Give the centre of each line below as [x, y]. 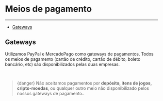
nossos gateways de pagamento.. [51, 93]
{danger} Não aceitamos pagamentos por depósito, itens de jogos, [84, 83]
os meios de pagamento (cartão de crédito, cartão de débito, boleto [73, 59]
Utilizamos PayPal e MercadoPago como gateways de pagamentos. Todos [79, 54]
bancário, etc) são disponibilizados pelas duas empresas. [62, 64]
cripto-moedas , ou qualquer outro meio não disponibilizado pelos [83, 88]
